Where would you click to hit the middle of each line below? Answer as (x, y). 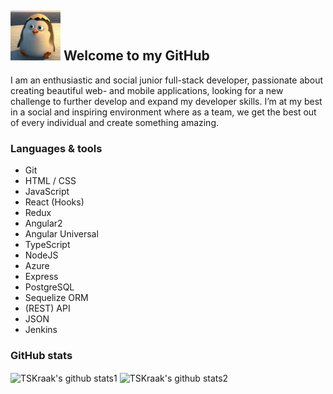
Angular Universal (61, 234)
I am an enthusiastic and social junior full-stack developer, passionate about (167, 80)
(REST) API (47, 308)
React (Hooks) (54, 202)
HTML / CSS (50, 181)
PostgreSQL (49, 287)
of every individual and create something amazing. (115, 122)
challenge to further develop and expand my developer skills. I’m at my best (166, 101)
